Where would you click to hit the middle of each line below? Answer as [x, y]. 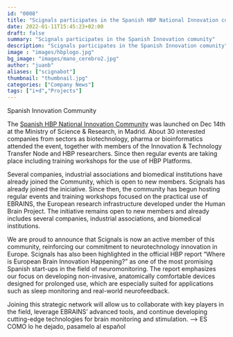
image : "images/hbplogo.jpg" [51, 53]
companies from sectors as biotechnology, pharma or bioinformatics [105, 139]
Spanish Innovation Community [52, 111]
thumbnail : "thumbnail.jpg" [48, 78]
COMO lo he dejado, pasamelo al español [67, 327]
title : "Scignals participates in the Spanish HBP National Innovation [113, 20]
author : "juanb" [31, 65]
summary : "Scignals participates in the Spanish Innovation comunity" [111, 40]
